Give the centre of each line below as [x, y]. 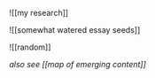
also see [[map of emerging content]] [77, 64]
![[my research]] [39, 13]
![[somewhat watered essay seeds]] [75, 30]
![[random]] [30, 47]
